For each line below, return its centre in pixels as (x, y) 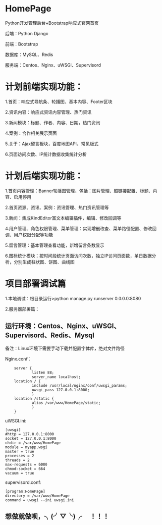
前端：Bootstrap (22, 44)
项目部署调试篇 (36, 284)
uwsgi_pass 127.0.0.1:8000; (61, 390)
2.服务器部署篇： (22, 309)
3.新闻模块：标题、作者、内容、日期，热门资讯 (53, 122)
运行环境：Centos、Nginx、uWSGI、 (63, 326)
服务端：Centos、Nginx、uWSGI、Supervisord (53, 65)
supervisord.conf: (23, 482)
